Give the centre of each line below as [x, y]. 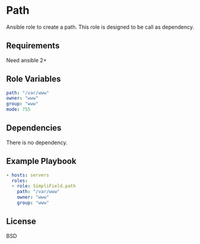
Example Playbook [41, 161]
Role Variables [33, 79]
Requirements [33, 46]
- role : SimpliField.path [44, 186]
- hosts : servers [28, 175]
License [21, 222]
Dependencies [34, 128]
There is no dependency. [37, 142]
